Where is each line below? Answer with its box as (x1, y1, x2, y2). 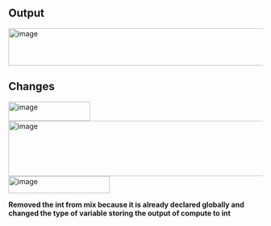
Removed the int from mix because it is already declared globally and (8, 199, 244, 209)
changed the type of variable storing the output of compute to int (8, 208, 231, 218)
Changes (8, 80, 55, 93)
